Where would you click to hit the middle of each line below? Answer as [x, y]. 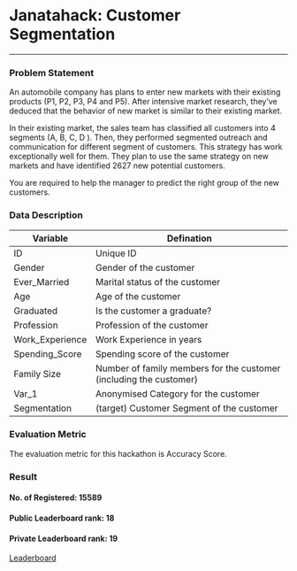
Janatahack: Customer [95, 15]
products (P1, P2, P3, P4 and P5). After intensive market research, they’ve [144, 102]
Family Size [38, 374]
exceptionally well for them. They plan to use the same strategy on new [139, 157]
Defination [189, 238]
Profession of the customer [152, 325]
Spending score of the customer [163, 353]
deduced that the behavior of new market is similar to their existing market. [146, 111]
